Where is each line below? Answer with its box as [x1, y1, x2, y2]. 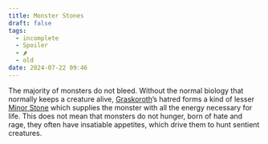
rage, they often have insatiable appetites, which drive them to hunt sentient [8, 119, 260, 129]
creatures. [8, 128, 43, 138]
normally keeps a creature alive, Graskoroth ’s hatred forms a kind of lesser [8, 94, 255, 104]
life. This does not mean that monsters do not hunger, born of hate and [8, 111, 243, 121]
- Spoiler [15, 42, 48, 50]
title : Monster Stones [8, 11, 84, 20]
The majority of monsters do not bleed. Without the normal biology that [8, 86, 244, 95]
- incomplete [15, 34, 59, 42]
